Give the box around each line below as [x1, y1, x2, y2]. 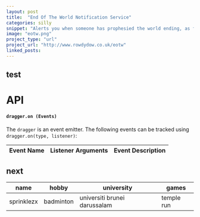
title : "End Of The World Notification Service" [6, 14, 132, 20]
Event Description [114, 146, 166, 154]
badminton [43, 197, 74, 206]
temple [161, 194, 181, 202]
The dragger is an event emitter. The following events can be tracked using [6, 126, 189, 133]
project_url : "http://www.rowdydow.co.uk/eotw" [6, 42, 127, 48]
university [102, 184, 133, 192]
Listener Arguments [50, 146, 108, 154]
